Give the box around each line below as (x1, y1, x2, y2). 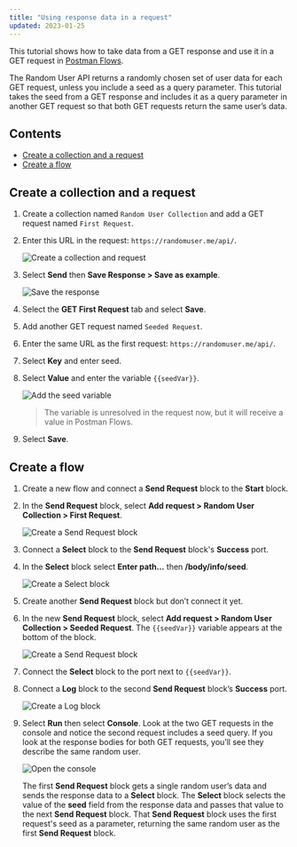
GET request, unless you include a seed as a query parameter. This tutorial (9, 82, 282, 92)
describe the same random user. (21, 746, 141, 756)
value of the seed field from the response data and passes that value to (21, 799, 284, 810)
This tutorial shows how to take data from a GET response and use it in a (9, 45, 275, 56)
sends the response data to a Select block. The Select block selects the (21, 789, 286, 800)
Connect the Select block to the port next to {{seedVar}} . (21, 666, 232, 677)
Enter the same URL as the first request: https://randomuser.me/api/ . (21, 338, 277, 349)
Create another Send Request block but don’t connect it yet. (21, 596, 244, 606)
